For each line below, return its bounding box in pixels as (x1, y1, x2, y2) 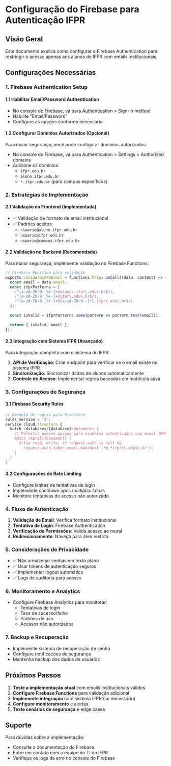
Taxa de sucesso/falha (20, 610, 68, 616)
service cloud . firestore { (5, 421, 63, 427)
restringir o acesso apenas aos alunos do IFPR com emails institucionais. (5, 54, 158, 60)
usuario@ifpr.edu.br (20, 233, 64, 238)
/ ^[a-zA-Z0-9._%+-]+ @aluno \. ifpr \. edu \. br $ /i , (14, 289, 115, 294)
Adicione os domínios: (12, 162, 60, 168)
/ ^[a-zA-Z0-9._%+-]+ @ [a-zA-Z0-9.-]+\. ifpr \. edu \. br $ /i (14, 299, 133, 304)
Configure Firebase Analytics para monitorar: (12, 599, 108, 605)
